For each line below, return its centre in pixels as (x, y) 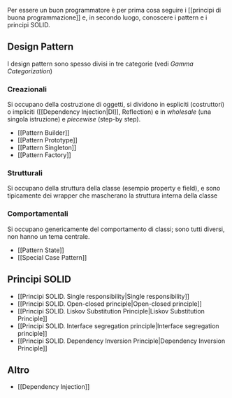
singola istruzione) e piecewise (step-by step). (74, 119)
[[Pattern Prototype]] (48, 140)
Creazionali (27, 89)
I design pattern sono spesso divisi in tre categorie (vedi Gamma (100, 64)
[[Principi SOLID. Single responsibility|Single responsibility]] (103, 296)
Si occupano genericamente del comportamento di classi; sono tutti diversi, (116, 229)
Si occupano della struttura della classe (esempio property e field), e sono (114, 189)
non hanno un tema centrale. (49, 236)
